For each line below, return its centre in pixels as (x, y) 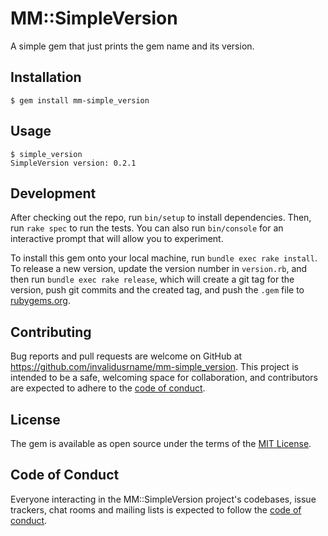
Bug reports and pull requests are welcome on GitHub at (126, 356)
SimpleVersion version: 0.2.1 (73, 163)
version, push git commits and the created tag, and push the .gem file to (157, 290)
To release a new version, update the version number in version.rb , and (159, 269)
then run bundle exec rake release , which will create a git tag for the (152, 279)
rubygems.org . (40, 301)
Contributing (51, 332)
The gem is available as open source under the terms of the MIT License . (161, 443)
